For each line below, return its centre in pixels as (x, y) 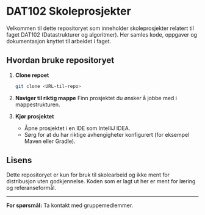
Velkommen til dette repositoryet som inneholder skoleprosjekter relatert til (100, 28)
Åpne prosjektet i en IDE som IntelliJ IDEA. (77, 128)
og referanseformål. (31, 188)
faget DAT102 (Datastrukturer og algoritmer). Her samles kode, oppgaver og (102, 34)
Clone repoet (32, 75)
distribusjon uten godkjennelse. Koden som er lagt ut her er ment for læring (101, 181)
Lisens (19, 160)
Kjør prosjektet (34, 116)
